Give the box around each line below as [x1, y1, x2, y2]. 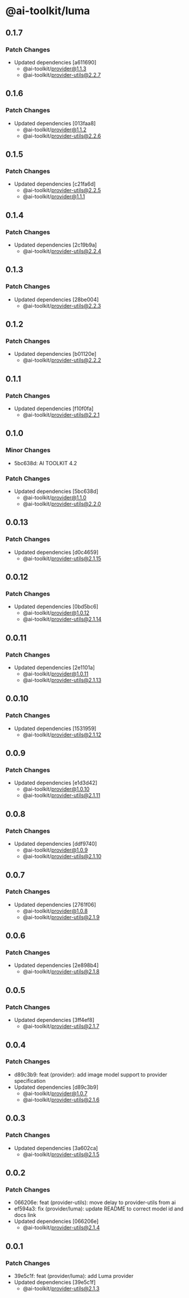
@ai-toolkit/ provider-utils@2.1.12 [22, 731, 101, 738]
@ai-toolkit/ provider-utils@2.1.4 [22, 1224, 100, 1231]
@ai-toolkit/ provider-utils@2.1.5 [22, 1151, 100, 1158]
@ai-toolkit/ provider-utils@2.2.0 [22, 500, 101, 507]
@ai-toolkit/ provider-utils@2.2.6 [22, 132, 101, 139]
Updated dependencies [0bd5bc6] [14, 603, 98, 610]
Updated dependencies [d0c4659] [14, 549, 99, 556]
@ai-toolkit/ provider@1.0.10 [22, 786, 89, 793]
